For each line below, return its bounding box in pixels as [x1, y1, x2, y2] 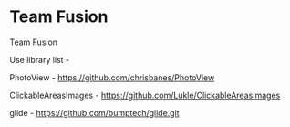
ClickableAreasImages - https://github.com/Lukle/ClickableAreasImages [9, 90, 281, 101]
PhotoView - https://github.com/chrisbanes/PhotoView [9, 71, 215, 83]
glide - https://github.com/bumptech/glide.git [9, 107, 180, 118]
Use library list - [9, 54, 70, 65]
